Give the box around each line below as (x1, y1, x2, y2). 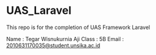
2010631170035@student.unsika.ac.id (6, 42, 101, 49)
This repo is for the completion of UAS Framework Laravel (6, 24, 151, 31)
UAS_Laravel (6, 4, 72, 18)
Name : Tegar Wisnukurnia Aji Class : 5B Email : (6, 35, 124, 42)
